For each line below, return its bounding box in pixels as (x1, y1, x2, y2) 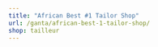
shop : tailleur (8, 26, 60, 34)
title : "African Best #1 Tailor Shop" (8, 11, 139, 20)
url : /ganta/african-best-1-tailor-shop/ (8, 19, 151, 27)
